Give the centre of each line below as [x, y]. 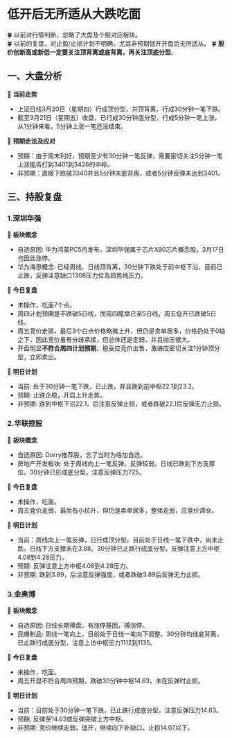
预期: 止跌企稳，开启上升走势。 [61, 395]
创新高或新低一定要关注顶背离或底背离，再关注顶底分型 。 [95, 52]
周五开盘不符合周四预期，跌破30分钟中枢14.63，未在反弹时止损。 [110, 681]
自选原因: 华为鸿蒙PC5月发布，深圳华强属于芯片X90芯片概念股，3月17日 [121, 250]
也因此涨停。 [35, 258]
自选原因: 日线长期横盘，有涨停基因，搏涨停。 [83, 626]
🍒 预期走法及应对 [32, 141]
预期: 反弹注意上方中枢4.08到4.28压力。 [74, 565]
